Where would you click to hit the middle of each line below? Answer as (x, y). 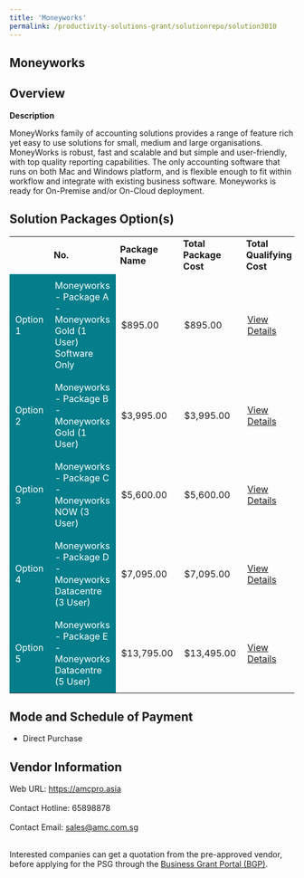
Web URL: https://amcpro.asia (66, 789)
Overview (38, 94)
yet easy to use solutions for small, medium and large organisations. (136, 142)
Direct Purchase (52, 739)
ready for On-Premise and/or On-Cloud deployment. (107, 190)
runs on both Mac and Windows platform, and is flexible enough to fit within (151, 171)
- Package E (81, 636)
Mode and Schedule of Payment (101, 716)
